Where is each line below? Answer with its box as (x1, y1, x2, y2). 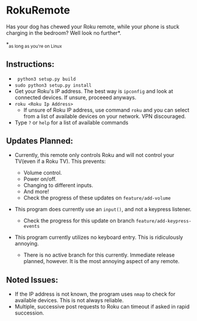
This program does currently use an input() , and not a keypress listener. (14, 206, 192, 213)
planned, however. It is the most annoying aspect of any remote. (23, 258, 180, 265)
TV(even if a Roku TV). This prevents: (14, 158, 106, 165)
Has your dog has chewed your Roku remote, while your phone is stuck (6, 23, 180, 30)
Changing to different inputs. (23, 182, 93, 189)
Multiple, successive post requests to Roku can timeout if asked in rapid (14, 303, 190, 310)
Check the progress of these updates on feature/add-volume (23, 194, 171, 201)
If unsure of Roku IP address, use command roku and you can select (23, 106, 190, 113)
